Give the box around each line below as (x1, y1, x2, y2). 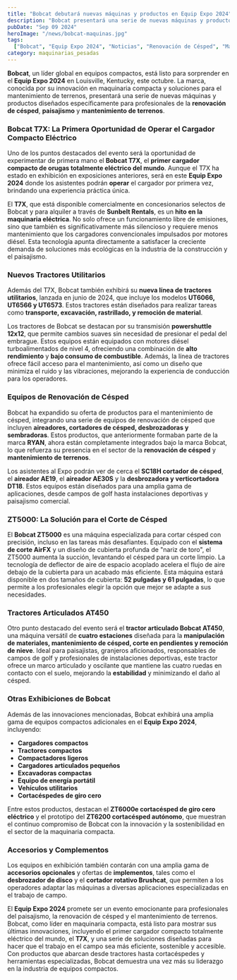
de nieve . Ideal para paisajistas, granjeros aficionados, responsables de (7, 647, 217, 655)
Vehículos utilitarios (17, 783, 78, 792)
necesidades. (7, 590, 47, 599)
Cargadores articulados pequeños (17, 761, 121, 769)
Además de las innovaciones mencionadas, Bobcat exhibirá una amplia (7, 710, 214, 718)
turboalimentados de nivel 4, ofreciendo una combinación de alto (7, 345, 197, 353)
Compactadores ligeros (17, 754, 88, 762)
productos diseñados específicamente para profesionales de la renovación (7, 99, 226, 107)
